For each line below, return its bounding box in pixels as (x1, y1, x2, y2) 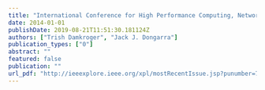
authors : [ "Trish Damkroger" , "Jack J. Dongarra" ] (8, 33, 178, 41)
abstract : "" (8, 48, 51, 56)
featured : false (8, 56, 62, 63)
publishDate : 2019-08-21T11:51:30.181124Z (8, 26, 150, 34)
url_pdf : (8, 70, 37, 77)
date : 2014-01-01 (8, 19, 65, 27)
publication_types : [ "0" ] (8, 41, 93, 49)
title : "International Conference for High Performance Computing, (8, 11, 235, 20)
